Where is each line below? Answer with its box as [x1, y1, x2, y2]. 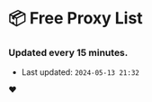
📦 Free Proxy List [8, 8, 143, 29]
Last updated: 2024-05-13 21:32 [21, 67, 140, 78]
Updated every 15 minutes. [8, 47, 129, 60]
